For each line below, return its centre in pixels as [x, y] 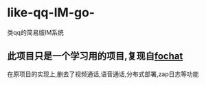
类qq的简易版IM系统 [35, 32]
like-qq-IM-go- [51, 13]
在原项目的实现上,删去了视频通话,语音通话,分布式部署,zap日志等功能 [103, 74]
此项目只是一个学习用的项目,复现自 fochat [95, 56]
